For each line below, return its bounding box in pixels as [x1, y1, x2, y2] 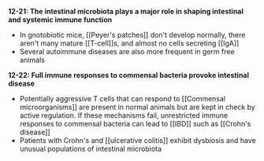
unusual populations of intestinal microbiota [19, 145, 162, 153]
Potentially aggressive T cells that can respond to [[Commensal [19, 94, 226, 103]
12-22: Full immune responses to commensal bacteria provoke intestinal [8, 71, 250, 79]
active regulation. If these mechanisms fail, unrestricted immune [19, 111, 229, 120]
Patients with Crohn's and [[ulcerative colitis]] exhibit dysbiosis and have [19, 136, 256, 145]
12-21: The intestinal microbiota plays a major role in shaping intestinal [8, 7, 244, 16]
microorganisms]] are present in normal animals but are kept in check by [19, 102, 256, 112]
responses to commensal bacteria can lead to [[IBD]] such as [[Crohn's [19, 119, 251, 128]
